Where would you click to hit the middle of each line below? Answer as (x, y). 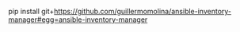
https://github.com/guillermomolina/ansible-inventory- (143, 11)
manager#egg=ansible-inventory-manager (78, 20)
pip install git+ (31, 11)
